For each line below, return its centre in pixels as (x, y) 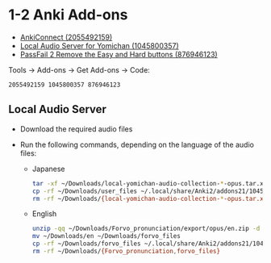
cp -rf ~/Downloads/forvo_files (86, 244)
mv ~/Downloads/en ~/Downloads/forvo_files (106, 236)
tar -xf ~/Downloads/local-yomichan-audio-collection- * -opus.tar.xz (150, 183)
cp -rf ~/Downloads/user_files (85, 191)
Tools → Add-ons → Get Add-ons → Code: (79, 69)
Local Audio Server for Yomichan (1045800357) (99, 45)
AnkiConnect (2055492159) (66, 37)
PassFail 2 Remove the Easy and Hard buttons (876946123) (119, 54)
